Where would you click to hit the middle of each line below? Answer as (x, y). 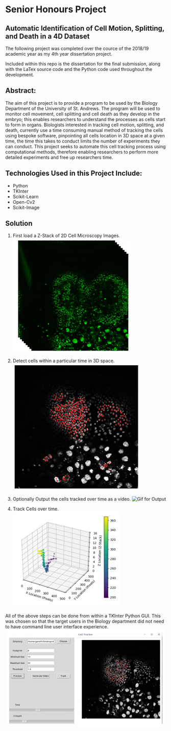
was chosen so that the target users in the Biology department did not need (85, 621)
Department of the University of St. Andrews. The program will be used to (83, 108)
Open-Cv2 (24, 202)
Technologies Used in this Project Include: (74, 173)
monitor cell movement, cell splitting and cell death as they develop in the (82, 114)
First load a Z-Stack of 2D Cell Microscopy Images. (66, 235)
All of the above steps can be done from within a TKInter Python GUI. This (83, 616)
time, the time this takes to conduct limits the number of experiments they (83, 141)
